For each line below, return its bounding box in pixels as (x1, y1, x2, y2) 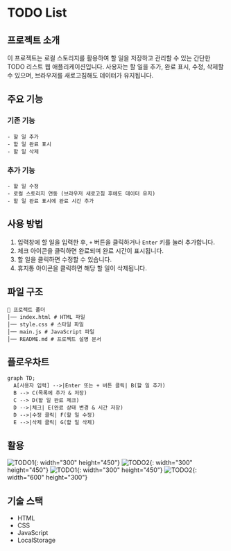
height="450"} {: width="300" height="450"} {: (7, 466, 198, 474)
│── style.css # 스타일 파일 (7, 321, 85, 328)
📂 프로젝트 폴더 (7, 306, 46, 313)
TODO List (7, 5, 67, 21)
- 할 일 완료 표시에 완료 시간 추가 (7, 198, 94, 204)
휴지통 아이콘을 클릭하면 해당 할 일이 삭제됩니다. (17, 263, 147, 272)
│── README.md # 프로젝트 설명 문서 (7, 335, 102, 342)
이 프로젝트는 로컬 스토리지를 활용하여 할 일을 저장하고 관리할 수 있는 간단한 (7, 54, 211, 62)
